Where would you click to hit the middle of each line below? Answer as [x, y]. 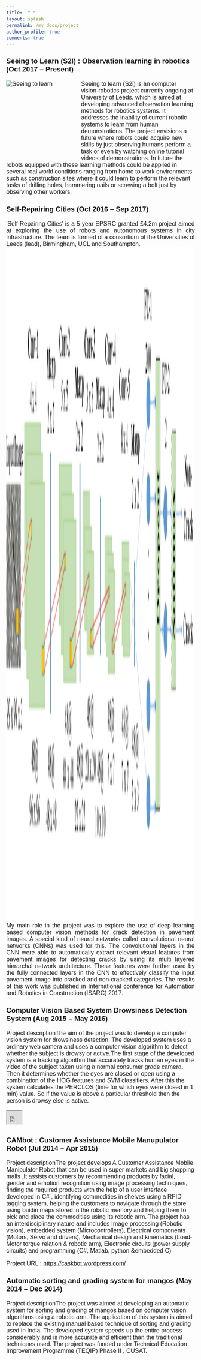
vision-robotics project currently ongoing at [137, 91]
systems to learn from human [120, 124]
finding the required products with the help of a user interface [87, 1190]
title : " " [21, 13]
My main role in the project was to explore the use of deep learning [100, 925]
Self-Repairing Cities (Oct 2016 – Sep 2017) [77, 209]
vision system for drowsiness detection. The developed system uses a [99, 1040]
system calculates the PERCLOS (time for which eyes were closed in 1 [100, 1087]
